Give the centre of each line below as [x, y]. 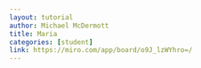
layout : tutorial [41, 17]
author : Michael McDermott [59, 26]
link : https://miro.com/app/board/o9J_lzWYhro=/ [101, 50]
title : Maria [33, 34]
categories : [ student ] [51, 42]
